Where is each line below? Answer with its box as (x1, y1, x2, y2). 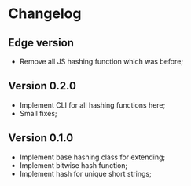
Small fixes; (19, 108, 57, 118)
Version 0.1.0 (8, 131, 74, 145)
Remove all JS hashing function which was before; (19, 57, 183, 66)
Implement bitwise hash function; (19, 160, 128, 170)
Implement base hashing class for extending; (19, 152, 166, 162)
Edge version (8, 36, 75, 49)
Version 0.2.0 (8, 79, 77, 93)
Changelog (8, 5, 82, 23)
